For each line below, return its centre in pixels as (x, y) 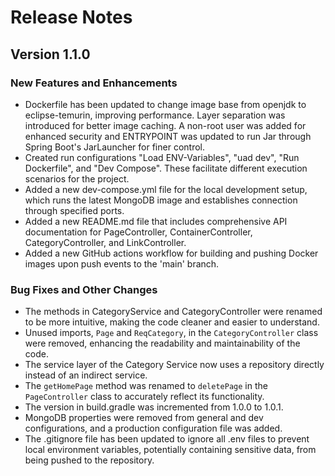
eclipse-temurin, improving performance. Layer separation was (155, 115)
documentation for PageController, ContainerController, (138, 232)
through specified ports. (74, 210)
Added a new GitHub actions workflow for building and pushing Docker (171, 253)
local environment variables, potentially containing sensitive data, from (170, 450)
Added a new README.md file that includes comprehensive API (156, 221)
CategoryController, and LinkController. (105, 242)
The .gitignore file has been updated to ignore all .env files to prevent (167, 439)
